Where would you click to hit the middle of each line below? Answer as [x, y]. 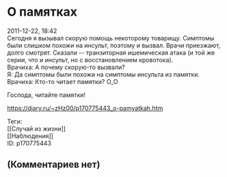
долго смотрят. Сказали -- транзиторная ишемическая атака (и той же [111, 53]
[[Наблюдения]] [30, 136]
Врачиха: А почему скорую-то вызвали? [66, 67]
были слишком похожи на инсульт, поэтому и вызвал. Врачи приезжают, [114, 45]
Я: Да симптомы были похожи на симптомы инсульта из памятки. [104, 74]
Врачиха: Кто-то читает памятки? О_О [63, 81]
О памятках [42, 12]
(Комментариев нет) [54, 165]
